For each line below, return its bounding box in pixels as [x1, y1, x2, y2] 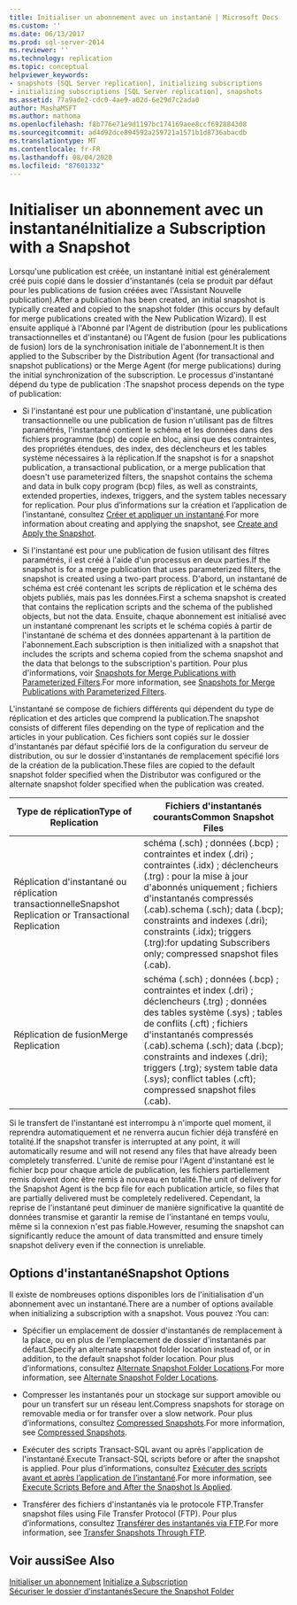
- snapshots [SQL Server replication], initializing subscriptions [9, 79, 263, 88]
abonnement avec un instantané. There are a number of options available [9, 1299, 274, 1309]
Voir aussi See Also [9, 1553, 115, 1568]
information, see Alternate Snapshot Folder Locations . [21, 1372, 219, 1383]
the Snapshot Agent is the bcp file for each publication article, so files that [9, 1183, 280, 1194]
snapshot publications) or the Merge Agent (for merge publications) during [9, 361, 281, 371]
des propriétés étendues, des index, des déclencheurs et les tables [21, 444, 268, 454]
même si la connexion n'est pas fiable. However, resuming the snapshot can [9, 1221, 285, 1232]
